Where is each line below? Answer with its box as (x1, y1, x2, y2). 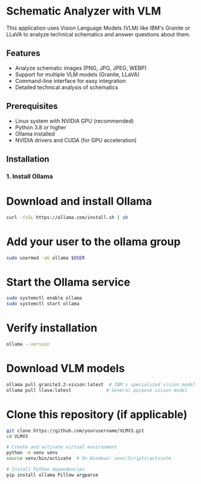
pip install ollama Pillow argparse (6, 472, 98, 478)
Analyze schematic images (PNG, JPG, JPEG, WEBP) (14, 64, 147, 71)
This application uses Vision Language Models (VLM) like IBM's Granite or (6, 24, 191, 31)
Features (6, 48, 40, 59)
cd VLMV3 (6, 433, 28, 439)
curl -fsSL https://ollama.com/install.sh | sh (6, 214, 129, 220)
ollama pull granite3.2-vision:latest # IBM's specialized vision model (6, 381, 196, 388)
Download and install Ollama (6, 195, 152, 208)
